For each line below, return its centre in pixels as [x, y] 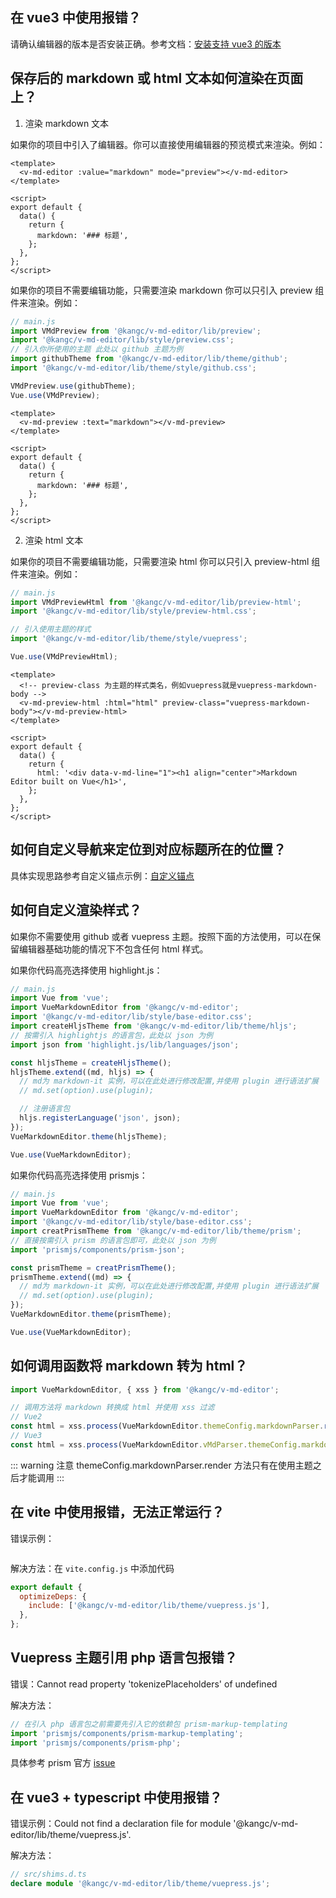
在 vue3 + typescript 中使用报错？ [116, 1797]
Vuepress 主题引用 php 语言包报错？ [124, 1658]
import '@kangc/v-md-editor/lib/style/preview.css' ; [122, 340]
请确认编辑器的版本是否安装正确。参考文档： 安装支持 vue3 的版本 [146, 44]
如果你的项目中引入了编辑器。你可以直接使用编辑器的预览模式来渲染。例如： [168, 144]
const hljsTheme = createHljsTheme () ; [91, 1063]
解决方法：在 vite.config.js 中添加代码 [92, 1568]
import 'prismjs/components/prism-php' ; [96, 1743]
